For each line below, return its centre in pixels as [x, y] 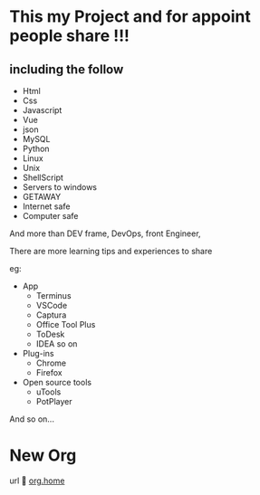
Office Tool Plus [66, 324]
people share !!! [69, 36]
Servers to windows [60, 187]
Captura [51, 315]
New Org [43, 456]
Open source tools [57, 382]
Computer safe [50, 216]
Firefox [49, 372]
